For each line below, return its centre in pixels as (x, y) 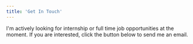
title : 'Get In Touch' (34, 11)
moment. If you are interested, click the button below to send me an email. (97, 34)
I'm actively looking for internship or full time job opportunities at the (90, 28)
